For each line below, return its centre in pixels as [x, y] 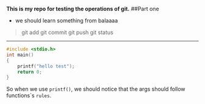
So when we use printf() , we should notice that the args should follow [96, 89]
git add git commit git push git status [67, 32]
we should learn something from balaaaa [67, 20]
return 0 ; [30, 72]
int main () [20, 55]
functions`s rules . [29, 95]
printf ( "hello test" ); [46, 66]
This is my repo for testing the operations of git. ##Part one [83, 9]
